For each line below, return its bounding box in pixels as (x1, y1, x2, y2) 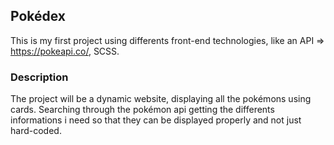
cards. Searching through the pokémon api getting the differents (10, 104, 275, 116)
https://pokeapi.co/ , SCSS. (10, 45, 120, 57)
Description (10, 70, 69, 84)
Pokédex (10, 8, 67, 25)
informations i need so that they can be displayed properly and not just (10, 114, 302, 126)
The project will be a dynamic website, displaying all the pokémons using (10, 93, 312, 105)
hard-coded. (10, 125, 62, 137)
